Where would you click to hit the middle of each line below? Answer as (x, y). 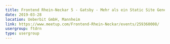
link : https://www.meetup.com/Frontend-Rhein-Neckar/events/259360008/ (82, 24)
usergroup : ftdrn (24, 29)
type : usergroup (22, 33)
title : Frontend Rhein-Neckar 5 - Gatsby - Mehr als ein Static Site (80, 10)
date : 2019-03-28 (24, 15)
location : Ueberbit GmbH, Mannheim (43, 19)
